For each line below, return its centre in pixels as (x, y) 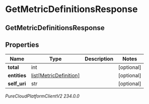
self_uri (17, 84)
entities (17, 75)
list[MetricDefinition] (55, 75)
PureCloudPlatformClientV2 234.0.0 (42, 96)
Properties (22, 44)
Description (99, 59)
